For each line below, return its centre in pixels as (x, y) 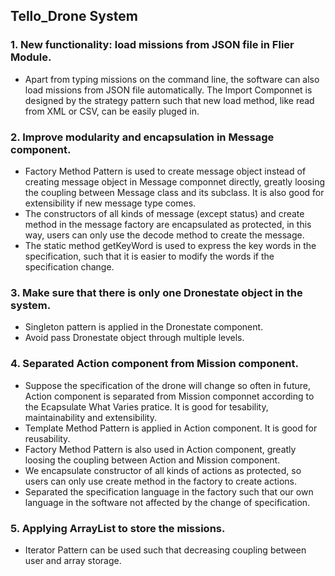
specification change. (69, 266)
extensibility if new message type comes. (110, 203)
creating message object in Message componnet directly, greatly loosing (174, 181)
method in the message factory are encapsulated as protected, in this (168, 224)
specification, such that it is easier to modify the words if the (149, 256)
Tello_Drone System (74, 16)
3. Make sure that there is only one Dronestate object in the (156, 292)
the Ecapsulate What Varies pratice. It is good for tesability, (146, 406)
